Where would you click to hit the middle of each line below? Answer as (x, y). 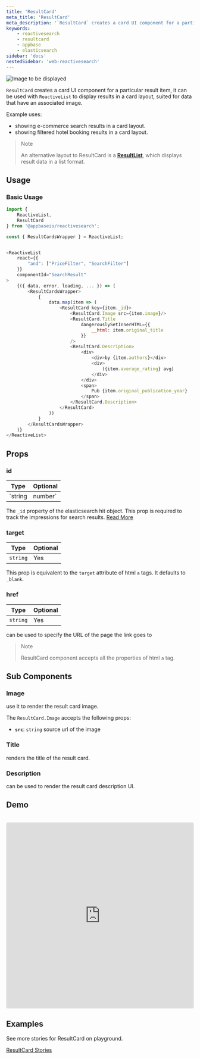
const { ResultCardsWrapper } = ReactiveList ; (65, 237)
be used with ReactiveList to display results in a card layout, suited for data (99, 96)
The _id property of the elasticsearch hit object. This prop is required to (94, 511)
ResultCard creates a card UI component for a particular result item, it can (97, 90)
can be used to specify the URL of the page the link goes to (79, 635)
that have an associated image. (44, 102)
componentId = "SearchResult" (51, 275)
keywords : (18, 28)
